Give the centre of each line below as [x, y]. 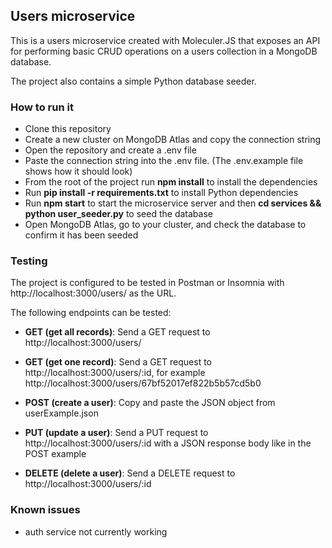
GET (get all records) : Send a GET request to [117, 332]
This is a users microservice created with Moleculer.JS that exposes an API [165, 40]
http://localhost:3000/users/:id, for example [115, 373]
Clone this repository [68, 129]
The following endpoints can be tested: [91, 313]
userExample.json [61, 413]
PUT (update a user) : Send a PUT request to [116, 433]
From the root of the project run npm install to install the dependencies [171, 182]
